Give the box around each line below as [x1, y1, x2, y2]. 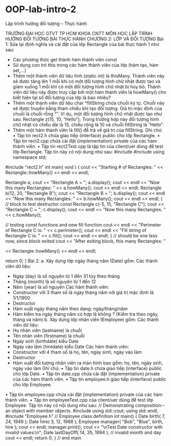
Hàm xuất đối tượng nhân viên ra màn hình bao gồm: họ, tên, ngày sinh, [12, 360, 163, 366]
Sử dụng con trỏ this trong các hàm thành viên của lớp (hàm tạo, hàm [12, 62, 159, 68]
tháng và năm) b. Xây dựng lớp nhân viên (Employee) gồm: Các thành [12, 316, 159, 323]
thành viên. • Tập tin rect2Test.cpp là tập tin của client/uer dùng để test [12, 143, 163, 149]
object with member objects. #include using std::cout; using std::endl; [12, 407, 159, 414]
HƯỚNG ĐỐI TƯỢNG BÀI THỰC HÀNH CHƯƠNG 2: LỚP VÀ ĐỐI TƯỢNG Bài [5, 36, 164, 42]
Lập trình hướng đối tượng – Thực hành [5, 20, 87, 27]
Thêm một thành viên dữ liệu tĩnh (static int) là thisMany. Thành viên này [12, 72, 165, 79]
